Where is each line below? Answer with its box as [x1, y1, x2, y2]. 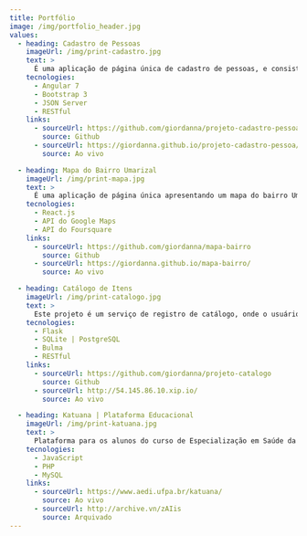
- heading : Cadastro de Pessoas [17, 38, 142, 48]
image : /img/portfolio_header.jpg [9, 22, 142, 31]
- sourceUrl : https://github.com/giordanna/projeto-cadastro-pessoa [33, 124, 301, 133]
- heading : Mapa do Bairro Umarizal [17, 165, 157, 174]
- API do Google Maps [33, 216, 117, 226]
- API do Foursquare [33, 225, 112, 234]
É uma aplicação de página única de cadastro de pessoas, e [33, 65, 268, 74]
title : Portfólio [9, 13, 76, 23]
